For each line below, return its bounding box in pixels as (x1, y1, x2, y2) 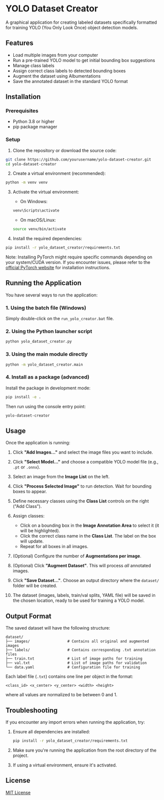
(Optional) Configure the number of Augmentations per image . (12, 553, 142, 559)
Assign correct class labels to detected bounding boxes (12, 68, 126, 74)
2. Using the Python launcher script (5, 328, 93, 335)
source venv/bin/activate (12, 227, 66, 232)
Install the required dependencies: (12, 236, 83, 242)
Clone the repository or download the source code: (12, 147, 117, 153)
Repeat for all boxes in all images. (20, 544, 89, 549)
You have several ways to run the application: (5, 292, 98, 298)
